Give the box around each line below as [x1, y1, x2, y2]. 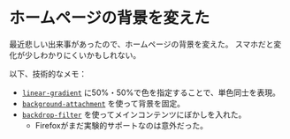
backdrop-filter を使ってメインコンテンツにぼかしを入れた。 [21, 109, 247, 120]
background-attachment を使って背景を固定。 [21, 98, 186, 108]
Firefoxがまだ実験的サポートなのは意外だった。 [34, 120, 208, 130]
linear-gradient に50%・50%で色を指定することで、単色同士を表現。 [21, 87, 280, 98]
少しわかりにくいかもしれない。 [24, 49, 141, 60]
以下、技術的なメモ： [9, 68, 87, 79]
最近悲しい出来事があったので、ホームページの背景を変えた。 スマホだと [9, 39, 274, 49]
